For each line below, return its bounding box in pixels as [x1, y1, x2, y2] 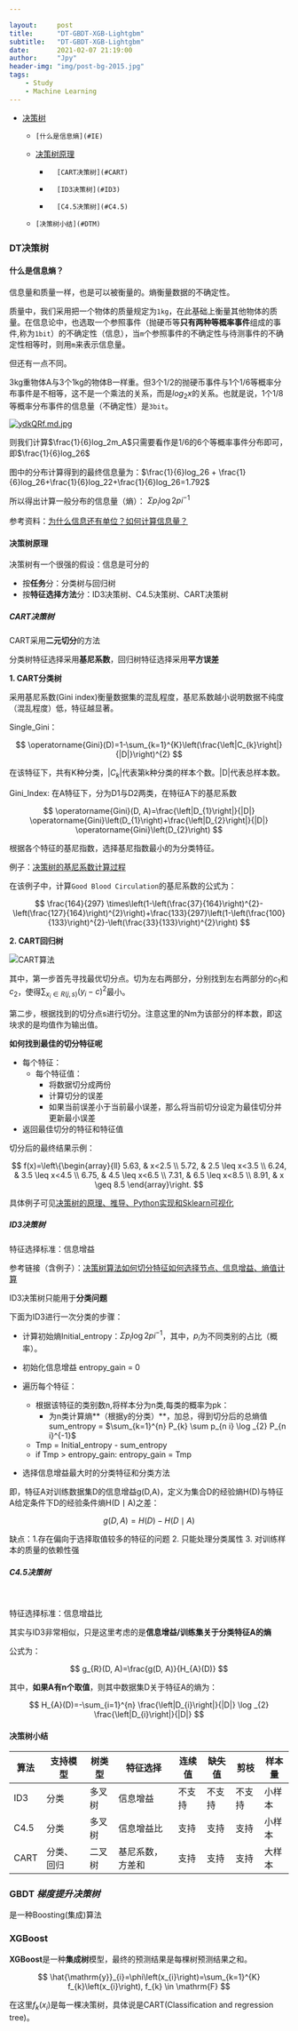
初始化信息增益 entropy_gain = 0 [21, 1361, 140, 1373]
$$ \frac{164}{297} [35, 898, 105, 909]
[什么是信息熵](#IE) [35, 131, 104, 140]
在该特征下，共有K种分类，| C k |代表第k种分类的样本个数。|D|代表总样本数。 [9, 768, 286, 780]
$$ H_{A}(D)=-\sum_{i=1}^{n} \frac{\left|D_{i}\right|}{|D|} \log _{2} [28, 1699, 270, 1710]
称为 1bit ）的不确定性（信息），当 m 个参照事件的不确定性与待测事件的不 [19, 328, 277, 338]
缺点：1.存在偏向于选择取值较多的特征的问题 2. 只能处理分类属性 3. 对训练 [9, 1533, 278, 1544]
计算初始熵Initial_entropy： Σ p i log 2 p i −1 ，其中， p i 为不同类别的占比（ [21, 1329, 271, 1342]
